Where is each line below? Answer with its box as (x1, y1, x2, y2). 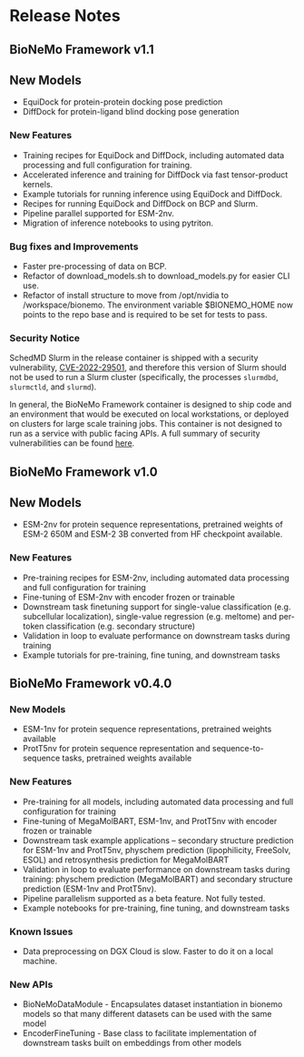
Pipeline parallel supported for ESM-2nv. (22, 207, 175, 218)
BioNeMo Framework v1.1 (9, 42, 154, 57)
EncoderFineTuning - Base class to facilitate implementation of (22, 1028, 257, 1039)
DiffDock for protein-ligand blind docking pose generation (22, 106, 240, 117)
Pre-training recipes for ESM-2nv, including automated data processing (22, 572, 290, 583)
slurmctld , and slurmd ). (9, 381, 97, 392)
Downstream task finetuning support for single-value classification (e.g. (22, 601, 291, 612)
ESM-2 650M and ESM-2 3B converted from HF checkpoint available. (22, 528, 283, 539)
